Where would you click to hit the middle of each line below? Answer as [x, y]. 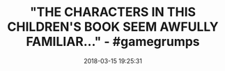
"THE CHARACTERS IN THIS [113, 12]
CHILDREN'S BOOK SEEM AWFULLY [113, 27]
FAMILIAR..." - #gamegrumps [113, 42]
